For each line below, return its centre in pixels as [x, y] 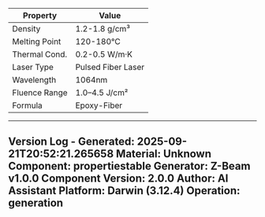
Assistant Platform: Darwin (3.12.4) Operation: [124, 191]
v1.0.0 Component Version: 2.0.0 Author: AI [118, 179]
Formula [28, 105]
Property [40, 15]
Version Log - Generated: [72, 142]
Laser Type [33, 67]
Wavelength [34, 80]
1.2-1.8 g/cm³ [103, 29]
